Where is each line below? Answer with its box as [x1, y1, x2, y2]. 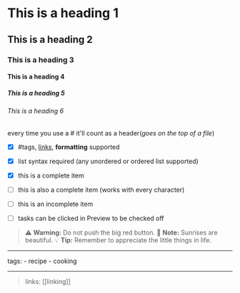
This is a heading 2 [7, 34, 93, 46]
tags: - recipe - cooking [7, 257, 77, 265]
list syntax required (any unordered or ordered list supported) [17, 157, 199, 165]
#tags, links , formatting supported [17, 143, 120, 151]
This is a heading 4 [7, 73, 65, 81]
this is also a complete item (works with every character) [17, 185, 185, 194]
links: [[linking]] [24, 277, 71, 286]
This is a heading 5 [7, 88, 66, 97]
